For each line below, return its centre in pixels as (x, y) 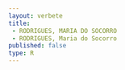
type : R (21, 53)
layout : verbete (35, 16)
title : (19, 23)
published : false (37, 46)
